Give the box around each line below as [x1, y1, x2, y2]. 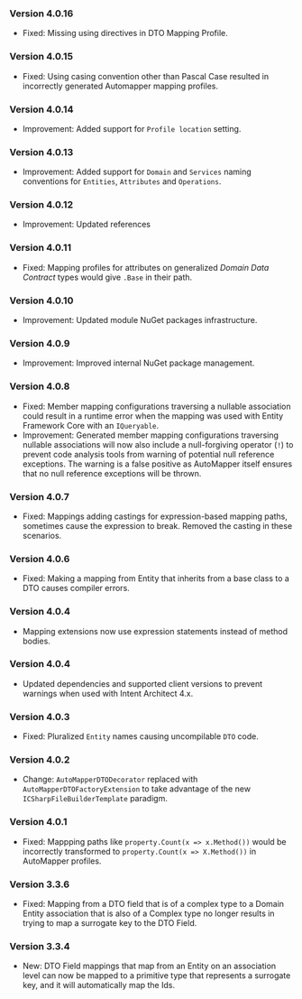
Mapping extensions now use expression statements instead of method [22, 625, 288, 636]
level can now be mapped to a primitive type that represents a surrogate [22, 970, 291, 981]
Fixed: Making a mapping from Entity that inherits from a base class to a [22, 573, 290, 584]
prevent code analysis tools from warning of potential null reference [22, 449, 275, 459]
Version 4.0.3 [9, 710, 70, 723]
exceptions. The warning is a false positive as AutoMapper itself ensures [22, 458, 293, 469]
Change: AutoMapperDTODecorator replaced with [22, 774, 198, 785]
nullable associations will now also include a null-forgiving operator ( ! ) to [22, 439, 294, 449]
